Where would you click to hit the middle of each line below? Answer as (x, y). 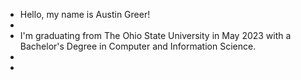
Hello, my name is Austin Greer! (85, 14)
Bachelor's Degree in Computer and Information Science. (138, 46)
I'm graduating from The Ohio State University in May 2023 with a (155, 35)
